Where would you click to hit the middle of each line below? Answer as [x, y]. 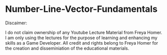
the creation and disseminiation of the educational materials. [67, 48]
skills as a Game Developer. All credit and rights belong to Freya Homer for [82, 43]
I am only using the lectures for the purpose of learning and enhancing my [82, 38]
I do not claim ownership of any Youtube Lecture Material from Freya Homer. [84, 32]
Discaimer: [16, 23]
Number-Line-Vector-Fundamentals [82, 9]
